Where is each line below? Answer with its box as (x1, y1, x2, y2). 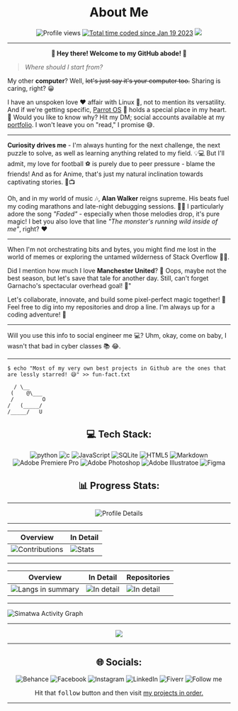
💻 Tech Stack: (86, 429, 152, 441)
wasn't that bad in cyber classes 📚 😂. (7, 341, 121, 350)
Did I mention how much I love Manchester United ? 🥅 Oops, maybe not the (7, 266, 227, 275)
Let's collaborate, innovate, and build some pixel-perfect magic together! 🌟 (7, 295, 227, 304)
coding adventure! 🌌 (7, 310, 67, 319)
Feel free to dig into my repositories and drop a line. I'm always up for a (7, 302, 215, 311)
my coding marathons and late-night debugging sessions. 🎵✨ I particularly (7, 202, 225, 210)
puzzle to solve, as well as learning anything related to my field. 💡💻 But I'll (7, 148, 225, 157)
